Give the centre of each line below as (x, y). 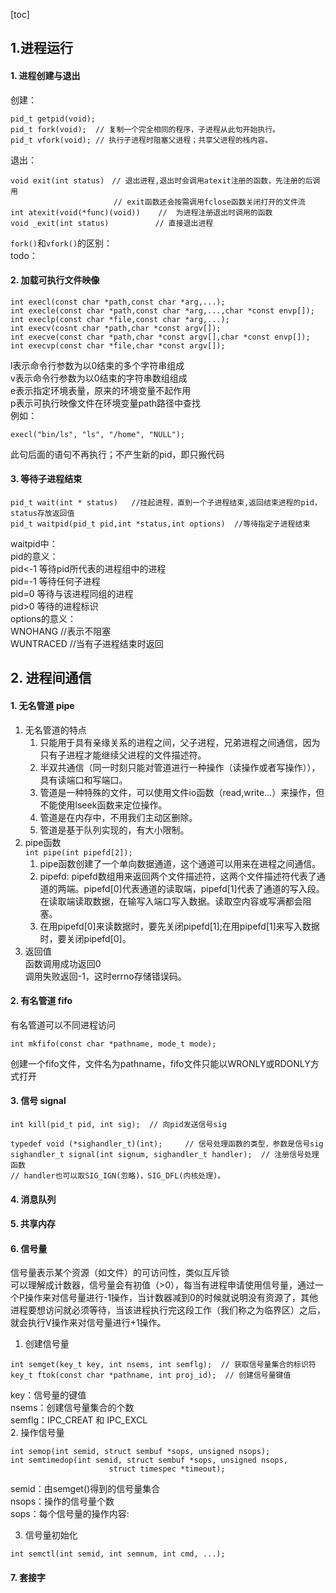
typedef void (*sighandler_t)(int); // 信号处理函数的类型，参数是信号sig (167, 1144)
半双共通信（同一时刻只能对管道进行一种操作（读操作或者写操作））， (180, 767)
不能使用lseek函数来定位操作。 (103, 805)
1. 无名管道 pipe (42, 705)
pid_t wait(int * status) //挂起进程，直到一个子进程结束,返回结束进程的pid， (166, 503)
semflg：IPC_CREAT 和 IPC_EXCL (79, 1420)
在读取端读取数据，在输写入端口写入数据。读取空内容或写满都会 (171, 901)
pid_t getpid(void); (53, 119)
